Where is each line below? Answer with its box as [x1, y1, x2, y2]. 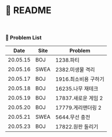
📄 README [5, 5, 52, 16]
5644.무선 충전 [55, 114, 91, 121]
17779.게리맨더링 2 [55, 104, 102, 111]
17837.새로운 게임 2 [55, 95, 103, 102]
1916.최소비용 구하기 [55, 76, 104, 83]
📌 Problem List [5, 34, 42, 41]
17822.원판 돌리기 [55, 123, 98, 130]
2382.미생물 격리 [55, 66, 95, 73]
